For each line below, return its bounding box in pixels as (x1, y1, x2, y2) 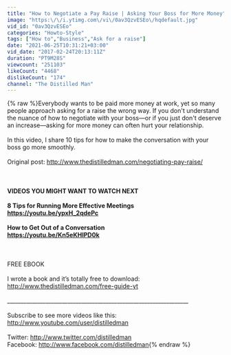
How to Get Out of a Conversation (7, 224, 105, 232)
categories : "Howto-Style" (7, 29, 85, 36)
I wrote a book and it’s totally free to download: (7, 275, 140, 283)
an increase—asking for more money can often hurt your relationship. (7, 121, 204, 129)
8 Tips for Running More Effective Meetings (7, 202, 135, 210)
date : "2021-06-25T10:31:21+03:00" (7, 42, 109, 49)
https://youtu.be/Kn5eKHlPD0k (7, 231, 100, 239)
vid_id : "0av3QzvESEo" (7, 23, 72, 30)
